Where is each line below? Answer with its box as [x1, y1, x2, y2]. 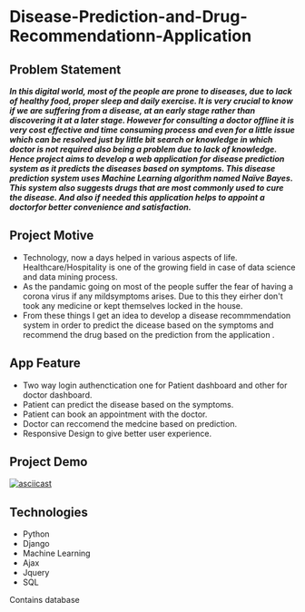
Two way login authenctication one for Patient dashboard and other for [22, 380, 288, 390]
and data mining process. [22, 271, 118, 282]
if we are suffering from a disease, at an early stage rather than [9, 105, 256, 115]
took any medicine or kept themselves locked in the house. [22, 300, 243, 311]
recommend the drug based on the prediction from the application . [22, 329, 275, 340]
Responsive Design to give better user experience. [22, 428, 212, 439]
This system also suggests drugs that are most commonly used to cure [9, 183, 284, 192]
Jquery [22, 568, 50, 578]
